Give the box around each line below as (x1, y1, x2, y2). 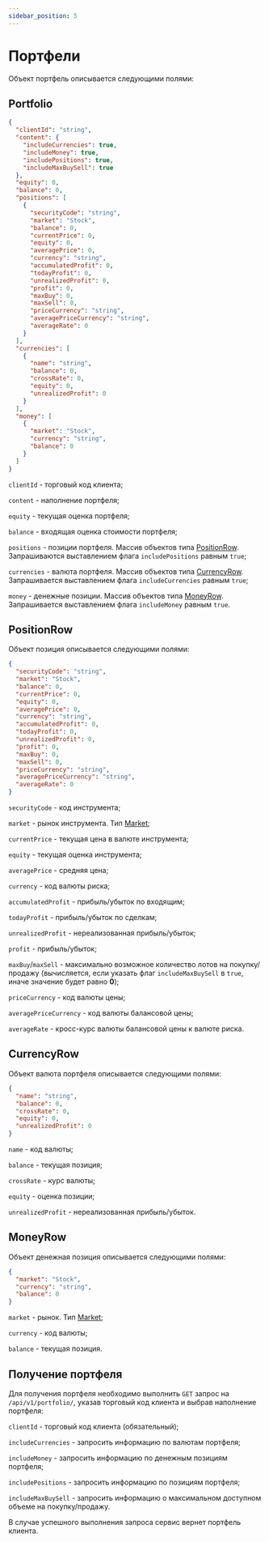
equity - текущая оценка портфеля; (8, 511, 131, 521)
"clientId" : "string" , (15, 126, 92, 134)
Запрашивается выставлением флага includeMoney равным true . (8, 599, 230, 609)
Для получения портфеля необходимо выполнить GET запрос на (8, 1389, 230, 1398)
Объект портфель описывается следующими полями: (8, 74, 195, 83)
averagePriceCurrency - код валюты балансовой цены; (8, 1008, 194, 1018)
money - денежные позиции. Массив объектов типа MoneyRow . (8, 590, 224, 600)
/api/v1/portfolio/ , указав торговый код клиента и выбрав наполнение (8, 1398, 257, 1407)
